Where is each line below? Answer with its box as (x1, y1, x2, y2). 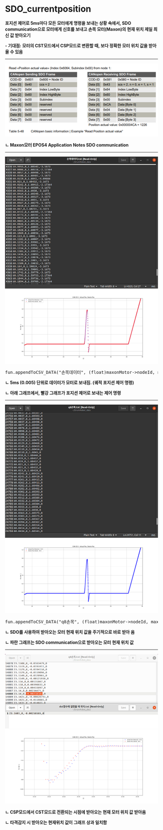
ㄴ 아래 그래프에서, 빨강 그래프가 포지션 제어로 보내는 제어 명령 (5, 390, 121, 396)
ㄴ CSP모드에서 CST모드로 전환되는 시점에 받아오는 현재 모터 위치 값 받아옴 (5, 809, 147, 815)
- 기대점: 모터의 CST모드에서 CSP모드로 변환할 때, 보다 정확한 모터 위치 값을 (5, 42, 148, 48)
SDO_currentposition (5, 3, 91, 15)
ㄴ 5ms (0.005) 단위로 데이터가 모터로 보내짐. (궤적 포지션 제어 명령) (5, 380, 134, 386)
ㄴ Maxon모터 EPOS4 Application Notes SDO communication (5, 142, 129, 148)
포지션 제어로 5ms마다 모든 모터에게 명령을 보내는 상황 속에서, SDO (5, 20, 131, 26)
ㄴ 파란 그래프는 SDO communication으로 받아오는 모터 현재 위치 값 (5, 639, 134, 645)
